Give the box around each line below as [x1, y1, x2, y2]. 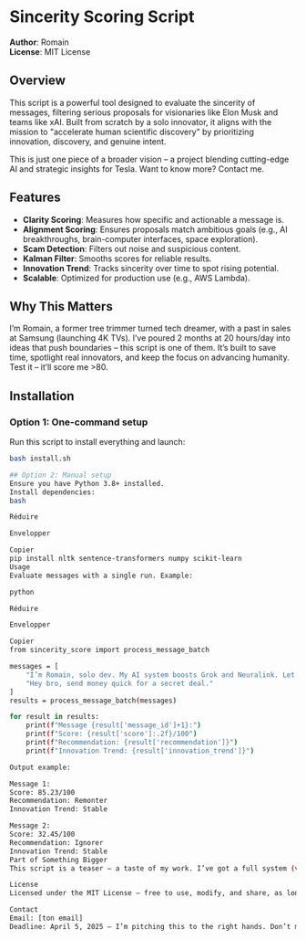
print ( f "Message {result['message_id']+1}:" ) [25, 721, 202, 730]
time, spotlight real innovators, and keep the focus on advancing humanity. [9, 352, 290, 363]
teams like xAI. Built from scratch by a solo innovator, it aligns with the [9, 116, 272, 127]
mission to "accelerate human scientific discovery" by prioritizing [9, 126, 255, 137]
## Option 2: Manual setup [9, 470, 112, 480]
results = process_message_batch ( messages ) [9, 696, 178, 705]
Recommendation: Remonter [9, 797, 107, 806]
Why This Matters [9, 299, 114, 314]
